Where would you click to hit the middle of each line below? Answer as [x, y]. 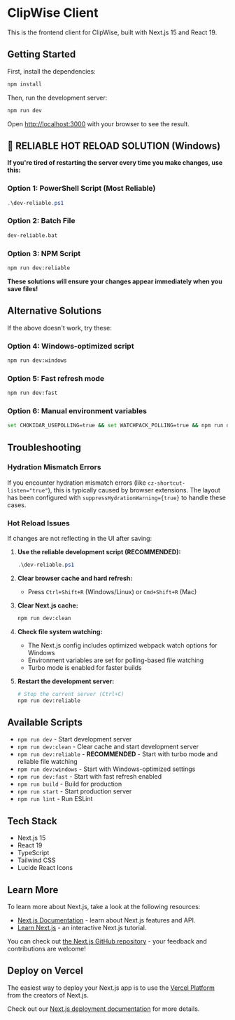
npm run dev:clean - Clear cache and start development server [108, 747]
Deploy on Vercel [45, 971]
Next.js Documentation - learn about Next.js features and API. [106, 920]
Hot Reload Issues [38, 523]
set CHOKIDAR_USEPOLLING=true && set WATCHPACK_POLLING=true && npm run [115, 426]
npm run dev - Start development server [74, 739]
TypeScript [33, 853]
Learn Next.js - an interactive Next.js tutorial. [82, 928]
